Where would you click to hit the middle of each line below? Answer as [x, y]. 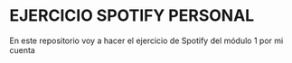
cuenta [23, 49]
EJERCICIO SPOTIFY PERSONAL [132, 16]
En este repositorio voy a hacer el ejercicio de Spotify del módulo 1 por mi [146, 40]
